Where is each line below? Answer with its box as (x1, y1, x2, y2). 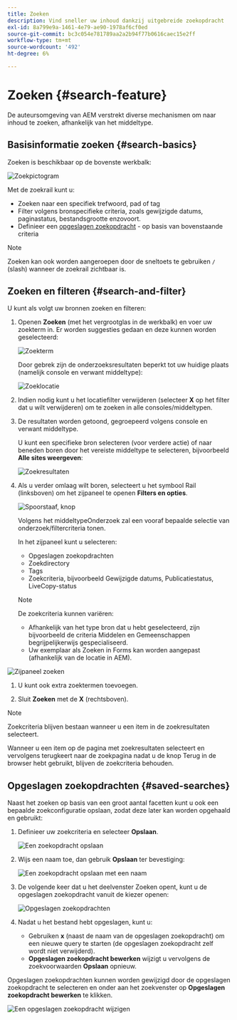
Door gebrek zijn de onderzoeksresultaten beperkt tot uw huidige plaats (17, 360, 229, 369)
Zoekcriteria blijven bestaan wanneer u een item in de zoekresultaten (7, 722, 210, 731)
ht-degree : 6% (7, 51, 50, 58)
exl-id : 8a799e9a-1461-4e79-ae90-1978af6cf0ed (7, 24, 148, 31)
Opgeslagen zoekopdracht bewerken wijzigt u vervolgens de (28, 954, 211, 963)
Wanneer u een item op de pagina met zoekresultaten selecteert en (7, 744, 205, 752)
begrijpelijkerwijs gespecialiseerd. (28, 638, 128, 647)
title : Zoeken (7, 10, 50, 18)
